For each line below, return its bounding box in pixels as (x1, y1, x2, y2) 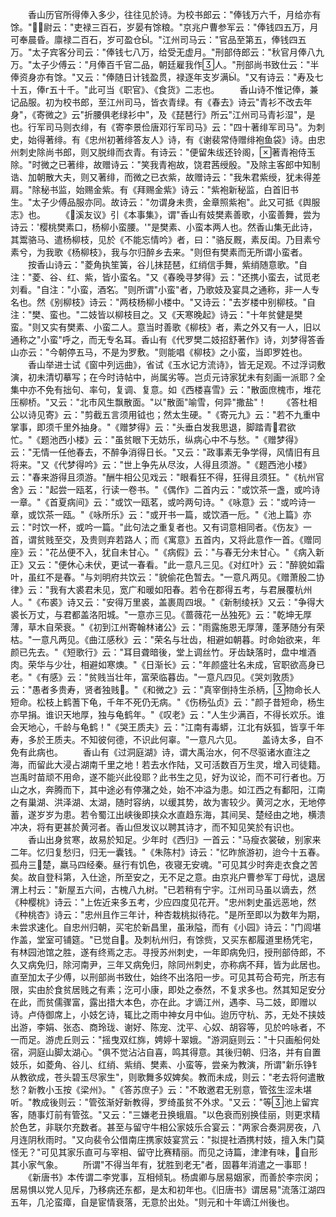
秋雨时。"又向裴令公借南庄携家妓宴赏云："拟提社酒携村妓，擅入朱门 (36, 1134, 317, 1145)
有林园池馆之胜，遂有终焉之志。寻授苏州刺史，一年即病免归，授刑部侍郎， (10, 946, 317, 958)
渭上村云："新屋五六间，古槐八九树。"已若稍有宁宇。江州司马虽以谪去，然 (10, 884, 317, 895)
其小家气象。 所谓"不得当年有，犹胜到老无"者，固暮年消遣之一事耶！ (10, 1159, 310, 1170)
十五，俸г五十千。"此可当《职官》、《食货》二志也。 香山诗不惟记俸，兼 (10, 84, 319, 95)
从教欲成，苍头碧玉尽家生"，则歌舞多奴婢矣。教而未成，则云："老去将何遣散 (10, 1071, 326, 1083)
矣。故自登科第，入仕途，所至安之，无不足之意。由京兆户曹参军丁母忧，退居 (10, 871, 326, 883)
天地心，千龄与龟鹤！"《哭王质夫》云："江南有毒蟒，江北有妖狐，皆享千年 (18, 721, 326, 733)
